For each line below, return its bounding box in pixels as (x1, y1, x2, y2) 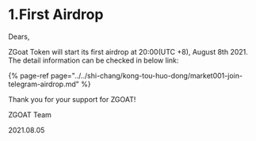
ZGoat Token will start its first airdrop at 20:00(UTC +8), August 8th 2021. (8, 47, 248, 56)
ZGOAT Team (8, 109, 52, 120)
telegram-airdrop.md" (8, 79, 79, 89)
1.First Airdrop (8, 6, 104, 24)
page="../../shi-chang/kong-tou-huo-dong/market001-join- (50, 70, 243, 80)
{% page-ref (8, 70, 49, 80)
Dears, (8, 32, 30, 41)
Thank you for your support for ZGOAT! (8, 94, 136, 104)
